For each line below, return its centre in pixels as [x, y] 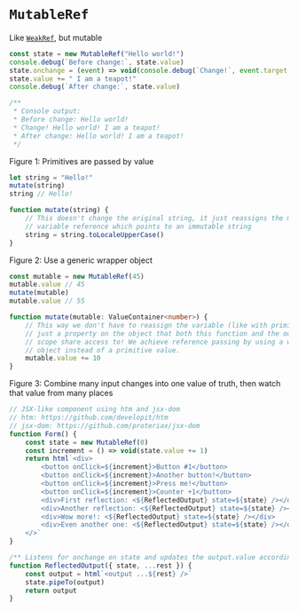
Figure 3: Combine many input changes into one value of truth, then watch [145, 384]
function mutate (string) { [59, 210]
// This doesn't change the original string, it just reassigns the [154, 218]
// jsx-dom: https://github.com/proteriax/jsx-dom [105, 425]
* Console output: [47, 111]
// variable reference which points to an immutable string [138, 226]
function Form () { [43, 434]
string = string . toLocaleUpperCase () [95, 234]
